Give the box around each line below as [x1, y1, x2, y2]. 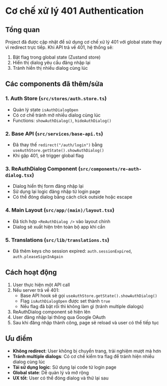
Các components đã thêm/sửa [5, 79, 103, 89]
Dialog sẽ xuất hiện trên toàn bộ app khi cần [12, 224, 105, 230]
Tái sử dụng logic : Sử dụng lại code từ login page [12, 364, 117, 370]
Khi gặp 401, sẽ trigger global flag [12, 152, 84, 158]
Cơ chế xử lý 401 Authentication [5, 5, 144, 17]
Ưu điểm [5, 334, 33, 343]
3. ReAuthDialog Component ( [5, 165, 80, 172]
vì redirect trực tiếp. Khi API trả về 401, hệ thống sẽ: [5, 44, 114, 50]
